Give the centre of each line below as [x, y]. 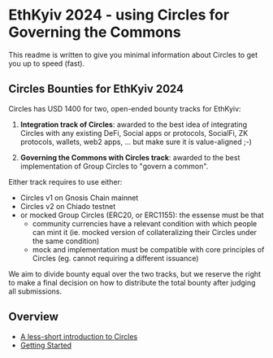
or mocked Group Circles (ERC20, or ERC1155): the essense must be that [142, 215]
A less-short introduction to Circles [79, 336]
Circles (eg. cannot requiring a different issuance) [115, 258]
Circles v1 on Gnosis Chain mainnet [79, 198]
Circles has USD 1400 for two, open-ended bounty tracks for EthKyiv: [125, 108]
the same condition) [66, 241]
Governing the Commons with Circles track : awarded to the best [130, 157]
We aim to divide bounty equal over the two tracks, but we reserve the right [135, 273]
